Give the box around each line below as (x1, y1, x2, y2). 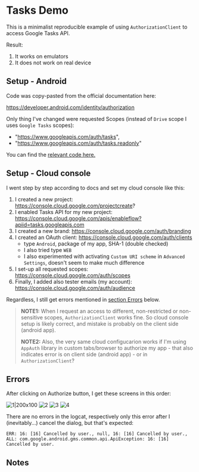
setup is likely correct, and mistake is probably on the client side (20, 320, 179, 327)
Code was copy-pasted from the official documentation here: (6, 92, 157, 99)
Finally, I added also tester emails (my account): (14, 278, 132, 285)
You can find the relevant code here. (6, 151, 96, 158)
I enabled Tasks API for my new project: (14, 208, 113, 215)
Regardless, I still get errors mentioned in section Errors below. (6, 296, 160, 303)
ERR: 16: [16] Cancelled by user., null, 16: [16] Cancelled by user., (6, 431, 188, 437)
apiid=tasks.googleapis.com (14, 221, 85, 228)
